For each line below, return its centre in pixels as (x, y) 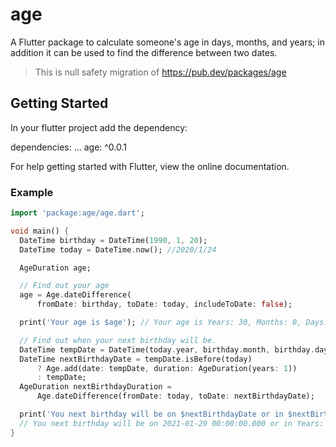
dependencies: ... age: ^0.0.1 (69, 147)
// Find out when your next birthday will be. (118, 340)
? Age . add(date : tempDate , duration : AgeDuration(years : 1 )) (167, 368)
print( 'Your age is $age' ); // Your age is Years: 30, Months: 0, (160, 323)
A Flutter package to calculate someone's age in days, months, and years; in (167, 42)
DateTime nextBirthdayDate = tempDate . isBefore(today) (136, 359)
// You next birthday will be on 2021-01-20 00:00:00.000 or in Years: (172, 423)
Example (32, 192)
